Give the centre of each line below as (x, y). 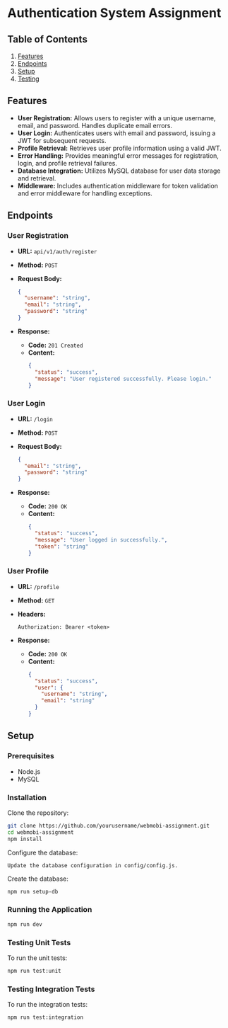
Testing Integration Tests (51, 989)
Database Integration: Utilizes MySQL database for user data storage (119, 171)
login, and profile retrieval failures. (67, 163)
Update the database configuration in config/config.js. (93, 865)
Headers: (31, 614)
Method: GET (36, 600)
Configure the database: (43, 852)
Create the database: (38, 879)
